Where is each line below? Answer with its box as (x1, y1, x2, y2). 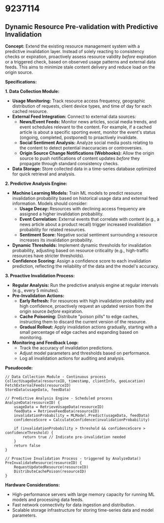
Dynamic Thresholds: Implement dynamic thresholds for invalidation (12, 242, 152, 248)
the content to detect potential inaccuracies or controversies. (19, 145, 143, 150)
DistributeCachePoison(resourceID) (14, 469, 87, 474)
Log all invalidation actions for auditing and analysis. (19, 355, 125, 361)
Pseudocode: (5, 365, 33, 371)
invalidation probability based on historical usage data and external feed (12, 195, 158, 201)
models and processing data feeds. (12, 497, 84, 502)
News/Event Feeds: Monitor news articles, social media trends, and (19, 119, 157, 124)
